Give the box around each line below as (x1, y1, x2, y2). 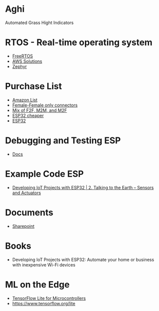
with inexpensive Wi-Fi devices (12, 261, 76, 268)
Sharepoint (12, 223, 35, 229)
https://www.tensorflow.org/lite (12, 300, 76, 306)
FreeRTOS (12, 53, 33, 59)
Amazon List (12, 97, 38, 103)
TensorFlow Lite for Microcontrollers (12, 295, 86, 301)
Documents (5, 207, 53, 218)
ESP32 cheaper (12, 112, 44, 118)
